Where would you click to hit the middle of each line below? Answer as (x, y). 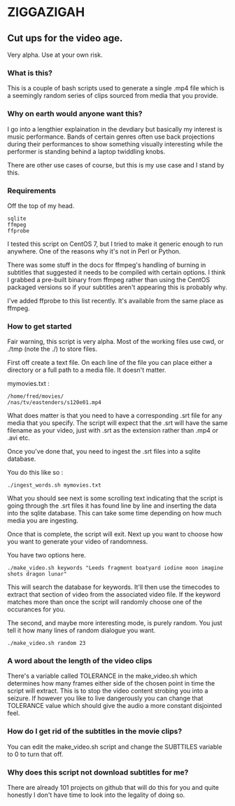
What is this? (30, 73)
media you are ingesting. (43, 521)
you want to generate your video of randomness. (78, 542)
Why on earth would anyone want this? (75, 114)
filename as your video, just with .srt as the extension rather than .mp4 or (113, 431)
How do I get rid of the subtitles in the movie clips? (95, 731)
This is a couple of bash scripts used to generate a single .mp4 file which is (116, 88)
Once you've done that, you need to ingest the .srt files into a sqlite (104, 452)
